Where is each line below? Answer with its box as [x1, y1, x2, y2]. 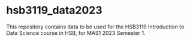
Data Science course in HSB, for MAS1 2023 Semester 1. [6, 29, 146, 36]
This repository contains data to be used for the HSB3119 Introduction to [6, 23, 185, 30]
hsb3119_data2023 [6, 4, 103, 17]
